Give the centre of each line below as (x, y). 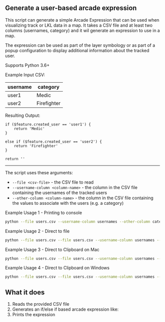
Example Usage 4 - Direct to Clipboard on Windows (57, 268)
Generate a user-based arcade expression (71, 8)
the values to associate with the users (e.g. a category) (68, 203)
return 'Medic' (29, 129)
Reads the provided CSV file (41, 304)
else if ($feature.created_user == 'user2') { (54, 142)
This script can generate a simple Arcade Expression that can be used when (82, 20)
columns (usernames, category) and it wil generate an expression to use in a (82, 30)
